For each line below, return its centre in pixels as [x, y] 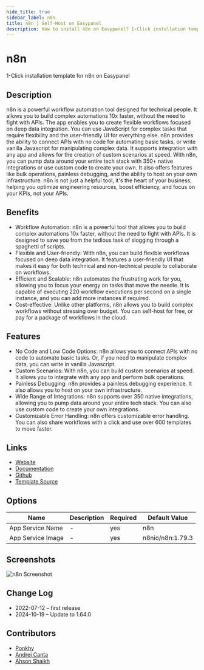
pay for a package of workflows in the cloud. [71, 317]
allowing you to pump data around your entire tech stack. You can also [103, 403]
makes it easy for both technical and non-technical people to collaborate [106, 265]
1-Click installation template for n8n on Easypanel [68, 76]
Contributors [31, 633]
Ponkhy [25, 648]
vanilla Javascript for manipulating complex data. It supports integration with [102, 148]
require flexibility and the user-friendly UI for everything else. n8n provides [100, 135]
